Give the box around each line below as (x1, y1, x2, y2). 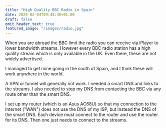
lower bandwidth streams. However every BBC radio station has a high (5, 45, 151, 51)
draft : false (5, 17, 32, 22)
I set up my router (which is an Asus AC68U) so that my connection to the (5, 101, 157, 107)
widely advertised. (5, 56, 43, 62)
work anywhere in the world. (5, 71, 64, 77)
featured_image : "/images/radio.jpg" (5, 26, 84, 31)
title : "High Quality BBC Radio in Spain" (5, 7, 95, 13)
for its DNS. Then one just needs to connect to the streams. (5, 117, 127, 123)
